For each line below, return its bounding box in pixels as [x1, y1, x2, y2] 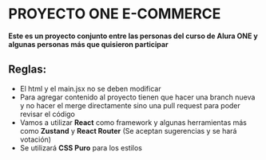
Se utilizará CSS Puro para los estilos [19, 142, 142, 152]
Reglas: [8, 63, 46, 76]
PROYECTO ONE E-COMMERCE [8, 5, 221, 23]
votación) [19, 135, 52, 144]
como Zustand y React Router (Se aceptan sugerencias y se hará [19, 126, 237, 135]
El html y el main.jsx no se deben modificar [19, 84, 161, 93]
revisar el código [19, 109, 76, 119]
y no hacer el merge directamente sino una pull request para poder [19, 100, 241, 110]
